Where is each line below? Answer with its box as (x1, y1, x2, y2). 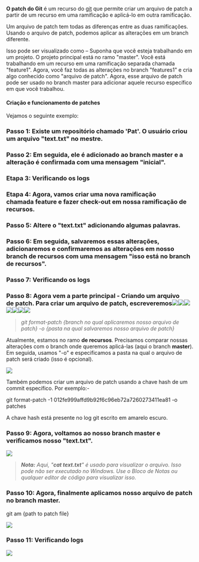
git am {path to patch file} (6, 510, 69, 517)
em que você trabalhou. (6, 85, 65, 92)
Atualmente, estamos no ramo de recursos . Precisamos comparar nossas (6, 336, 188, 343)
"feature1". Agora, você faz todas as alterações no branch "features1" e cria (6, 66, 192, 73)
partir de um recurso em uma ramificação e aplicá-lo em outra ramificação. (6, 11, 192, 19)
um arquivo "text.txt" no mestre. (6, 134, 103, 143)
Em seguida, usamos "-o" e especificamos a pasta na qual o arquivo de (6, 349, 182, 356)
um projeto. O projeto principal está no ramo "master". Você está (6, 54, 166, 60)
